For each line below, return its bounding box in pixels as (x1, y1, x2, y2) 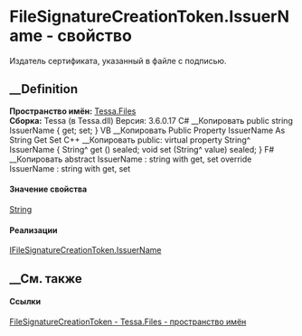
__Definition (9, 81, 79, 97)
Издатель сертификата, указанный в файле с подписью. (9, 55, 227, 66)
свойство (57, 25, 133, 46)
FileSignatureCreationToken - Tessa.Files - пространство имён (9, 316, 247, 327)
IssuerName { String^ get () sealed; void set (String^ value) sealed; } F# (9, 144, 275, 154)
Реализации (9, 224, 58, 236)
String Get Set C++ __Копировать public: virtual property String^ (9, 134, 251, 145)
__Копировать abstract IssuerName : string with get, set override (9, 154, 252, 164)
